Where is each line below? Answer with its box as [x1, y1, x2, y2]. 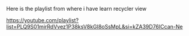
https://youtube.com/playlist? [6, 17, 79, 23]
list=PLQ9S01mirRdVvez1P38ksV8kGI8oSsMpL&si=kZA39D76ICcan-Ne [6, 23, 183, 30]
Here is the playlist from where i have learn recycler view [6, 5, 147, 12]
